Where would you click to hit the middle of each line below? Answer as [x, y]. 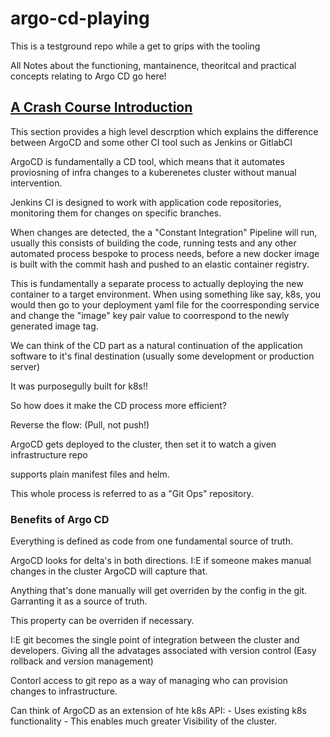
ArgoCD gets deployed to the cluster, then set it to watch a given [143, 444]
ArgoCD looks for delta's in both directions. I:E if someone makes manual [161, 561]
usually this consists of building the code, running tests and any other [153, 243]
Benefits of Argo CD [60, 519]
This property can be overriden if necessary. [102, 621]
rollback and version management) [82, 661]
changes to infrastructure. [64, 691]
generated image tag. [54, 326]
